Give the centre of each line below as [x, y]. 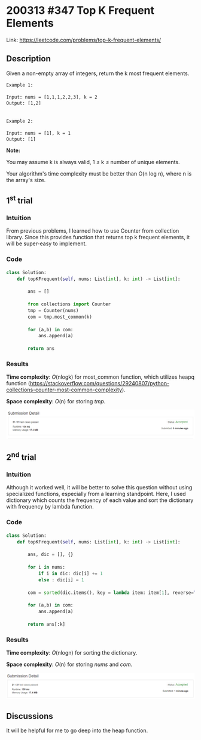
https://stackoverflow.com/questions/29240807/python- [99, 384]
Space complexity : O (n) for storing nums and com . [69, 664]
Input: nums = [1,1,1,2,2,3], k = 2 [52, 97]
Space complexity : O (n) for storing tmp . [56, 402]
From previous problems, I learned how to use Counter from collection [93, 231]
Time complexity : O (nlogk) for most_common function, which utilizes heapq [100, 377]
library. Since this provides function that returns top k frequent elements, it [98, 237]
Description [28, 59]
